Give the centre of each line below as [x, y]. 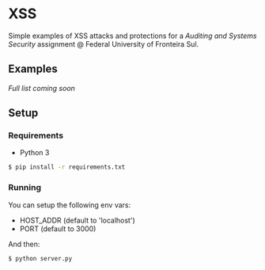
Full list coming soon [42, 88]
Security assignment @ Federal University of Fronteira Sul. [104, 44]
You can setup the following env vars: [70, 205]
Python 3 [34, 153]
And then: [24, 244]
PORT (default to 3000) [58, 228]
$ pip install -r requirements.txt [67, 167]
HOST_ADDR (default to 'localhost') [78, 220]
